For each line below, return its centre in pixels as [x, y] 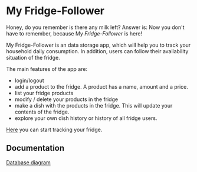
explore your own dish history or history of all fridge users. [86, 118]
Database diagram [29, 162]
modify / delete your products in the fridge [66, 99]
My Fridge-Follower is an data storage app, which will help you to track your [98, 45]
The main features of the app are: [47, 69]
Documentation [35, 148]
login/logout [29, 80]
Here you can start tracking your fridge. [54, 129]
